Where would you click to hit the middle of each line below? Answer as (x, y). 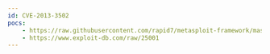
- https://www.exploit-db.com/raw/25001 (91, 38)
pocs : (17, 23)
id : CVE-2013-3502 (38, 15)
